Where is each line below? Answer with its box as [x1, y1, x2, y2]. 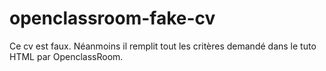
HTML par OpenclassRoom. [9, 50, 124, 62]
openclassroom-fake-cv [9, 7, 216, 30]
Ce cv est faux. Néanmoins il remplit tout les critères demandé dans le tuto [9, 40, 317, 52]
